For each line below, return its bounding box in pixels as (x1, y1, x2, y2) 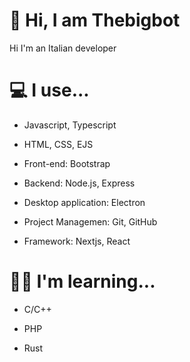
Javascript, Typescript (23, 119, 117, 131)
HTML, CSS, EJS (23, 138, 94, 150)
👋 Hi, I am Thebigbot (9, 9, 181, 32)
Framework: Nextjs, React (23, 235, 131, 247)
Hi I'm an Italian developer (9, 42, 117, 54)
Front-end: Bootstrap (23, 157, 111, 169)
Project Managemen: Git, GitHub (23, 215, 158, 228)
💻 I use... (9, 79, 90, 102)
